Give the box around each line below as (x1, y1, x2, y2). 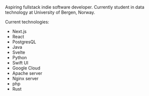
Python (12, 55, 27, 61)
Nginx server (12, 76, 39, 81)
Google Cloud (12, 65, 40, 71)
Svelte (12, 49, 26, 55)
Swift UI (12, 60, 29, 65)
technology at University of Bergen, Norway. (5, 9, 95, 15)
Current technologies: (5, 19, 49, 25)
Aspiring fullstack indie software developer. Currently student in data (5, 4, 145, 10)
